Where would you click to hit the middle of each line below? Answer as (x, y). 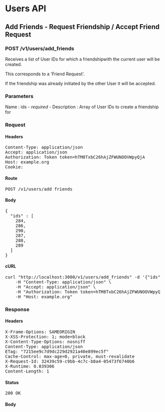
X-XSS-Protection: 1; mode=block (45, 337)
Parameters (19, 96)
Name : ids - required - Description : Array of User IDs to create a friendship (82, 107)
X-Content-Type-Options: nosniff (45, 342)
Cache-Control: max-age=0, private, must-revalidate (70, 357)
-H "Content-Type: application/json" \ (63, 282)
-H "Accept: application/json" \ (56, 287)
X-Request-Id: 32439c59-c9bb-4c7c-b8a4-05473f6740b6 (70, 362)
